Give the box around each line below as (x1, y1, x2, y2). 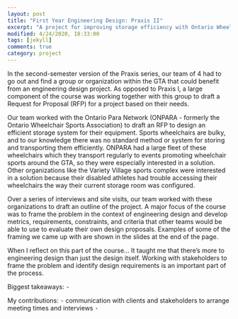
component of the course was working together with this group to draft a (7, 91, 220, 100)
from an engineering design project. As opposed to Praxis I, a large (7, 84, 203, 93)
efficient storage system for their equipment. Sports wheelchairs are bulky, (7, 128, 226, 137)
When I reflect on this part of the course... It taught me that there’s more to (7, 246, 225, 254)
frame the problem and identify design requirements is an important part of (7, 261, 227, 269)
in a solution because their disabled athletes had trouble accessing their (7, 173, 217, 181)
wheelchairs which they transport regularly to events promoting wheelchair (7, 150, 227, 159)
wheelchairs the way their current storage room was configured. (7, 181, 195, 189)
